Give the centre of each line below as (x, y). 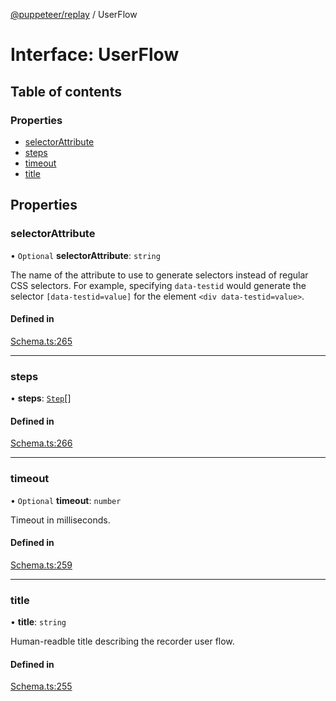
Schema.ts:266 (41, 443)
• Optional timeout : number (66, 500)
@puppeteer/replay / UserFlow (74, 14)
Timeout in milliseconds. (60, 520)
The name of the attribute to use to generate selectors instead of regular (159, 275)
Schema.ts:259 (41, 565)
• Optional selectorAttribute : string (85, 255)
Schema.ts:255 (41, 686)
